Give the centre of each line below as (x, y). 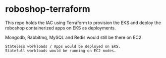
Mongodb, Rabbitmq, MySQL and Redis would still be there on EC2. (74, 37)
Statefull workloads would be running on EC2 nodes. (61, 51)
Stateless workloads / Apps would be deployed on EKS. (63, 46)
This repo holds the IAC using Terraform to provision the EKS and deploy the (83, 23)
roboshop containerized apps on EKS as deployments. (60, 28)
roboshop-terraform (48, 9)
